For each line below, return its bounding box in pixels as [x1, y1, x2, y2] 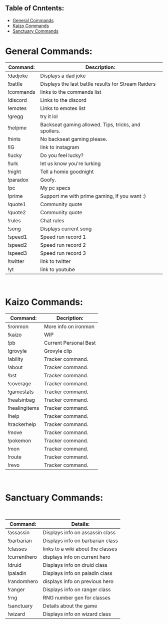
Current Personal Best [44, 339, 96, 346]
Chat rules [40, 217, 64, 224]
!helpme [7, 124, 27, 131]
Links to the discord [40, 96, 86, 103]
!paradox [7, 176, 29, 183]
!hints [7, 135, 21, 142]
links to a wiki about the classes [42, 545, 117, 552]
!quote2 [7, 209, 26, 216]
